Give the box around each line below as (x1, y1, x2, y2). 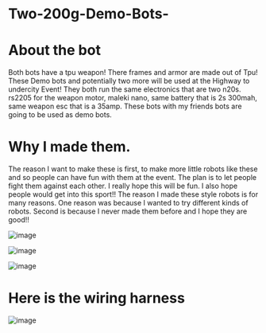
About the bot (8, 41, 102, 60)
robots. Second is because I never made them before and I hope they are (8, 206, 248, 216)
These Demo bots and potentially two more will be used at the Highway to (8, 76, 250, 86)
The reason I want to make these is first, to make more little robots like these (8, 164, 258, 174)
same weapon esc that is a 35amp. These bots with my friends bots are (8, 101, 242, 112)
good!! (8, 215, 29, 225)
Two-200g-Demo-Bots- (8, 5, 169, 23)
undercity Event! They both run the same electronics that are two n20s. (8, 84, 241, 94)
